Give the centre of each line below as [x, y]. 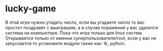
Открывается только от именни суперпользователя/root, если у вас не [81, 38]
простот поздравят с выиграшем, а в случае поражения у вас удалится [82, 27]
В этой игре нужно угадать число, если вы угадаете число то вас [75, 22]
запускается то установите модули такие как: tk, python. [66, 43]
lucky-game [31, 9]
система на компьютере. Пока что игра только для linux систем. [74, 33]
